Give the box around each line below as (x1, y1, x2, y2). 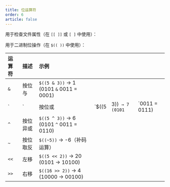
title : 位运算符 (5, 7, 36, 13)
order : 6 (5, 12, 24, 17)
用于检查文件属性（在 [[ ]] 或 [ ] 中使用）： (5, 31, 98, 37)
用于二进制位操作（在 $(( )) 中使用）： (5, 42, 86, 48)
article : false (5, 17, 37, 22)
